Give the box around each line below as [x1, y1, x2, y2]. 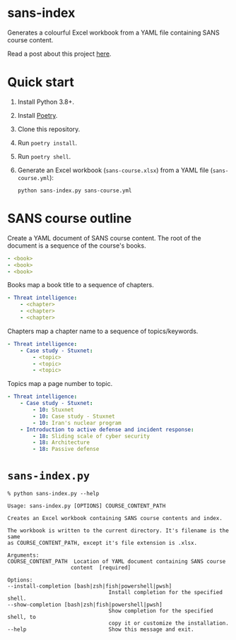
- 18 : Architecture [33, 439, 90, 446]
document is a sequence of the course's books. [7, 241, 146, 250]
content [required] [70, 564, 131, 572]
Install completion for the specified [108, 589, 223, 596]
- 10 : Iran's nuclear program [33, 419, 122, 426]
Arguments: [7, 552, 40, 559]
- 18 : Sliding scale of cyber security [33, 433, 151, 440]
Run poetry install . [17, 138, 78, 147]
